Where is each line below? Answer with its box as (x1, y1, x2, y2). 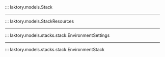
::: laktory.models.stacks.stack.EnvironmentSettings (5, 32, 110, 38)
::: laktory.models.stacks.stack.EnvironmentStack (5, 47, 105, 52)
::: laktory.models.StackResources (5, 18, 74, 24)
